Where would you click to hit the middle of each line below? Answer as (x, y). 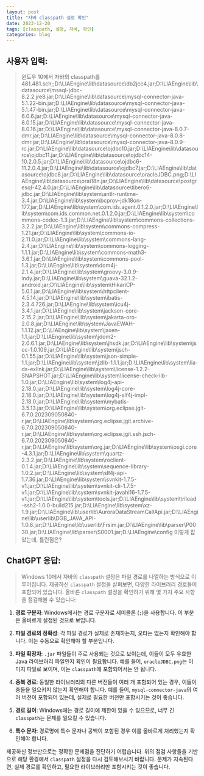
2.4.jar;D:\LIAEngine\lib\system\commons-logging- (85, 245)
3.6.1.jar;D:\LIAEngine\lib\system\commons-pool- (83, 259)
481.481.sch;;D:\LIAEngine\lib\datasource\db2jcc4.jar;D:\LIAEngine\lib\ (110, 84)
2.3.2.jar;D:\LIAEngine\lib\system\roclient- (74, 460)
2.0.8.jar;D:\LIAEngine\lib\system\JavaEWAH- (78, 324)
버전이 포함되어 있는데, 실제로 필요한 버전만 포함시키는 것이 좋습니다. (103, 697)
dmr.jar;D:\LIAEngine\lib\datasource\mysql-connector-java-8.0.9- (103, 142)
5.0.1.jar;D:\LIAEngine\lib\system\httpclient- (75, 291)
